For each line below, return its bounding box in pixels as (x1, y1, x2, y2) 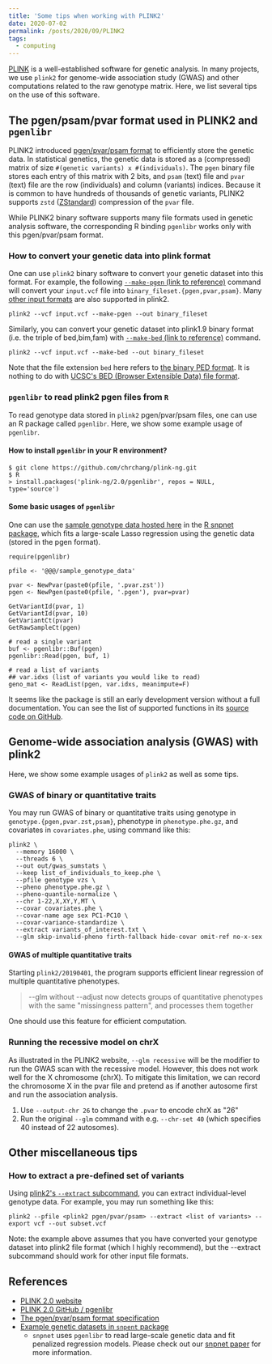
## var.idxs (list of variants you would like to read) (8, 673, 201, 681)
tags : (8, 34, 27, 43)
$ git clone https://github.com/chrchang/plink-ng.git (8, 463, 198, 472)
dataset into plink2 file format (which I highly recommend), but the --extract (8, 1243, 261, 1252)
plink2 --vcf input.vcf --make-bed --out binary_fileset (8, 349, 205, 357)
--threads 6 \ (15, 855, 63, 863)
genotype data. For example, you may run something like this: (8, 1197, 215, 1207)
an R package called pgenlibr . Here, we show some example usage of (8, 419, 243, 428)
